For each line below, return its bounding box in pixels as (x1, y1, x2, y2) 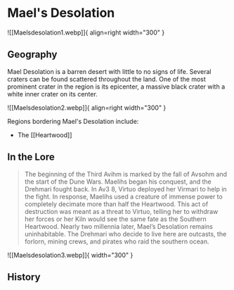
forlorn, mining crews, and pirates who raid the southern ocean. (24, 237, 209, 246)
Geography (7, 49, 58, 61)
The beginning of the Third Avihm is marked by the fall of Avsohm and (24, 170, 227, 178)
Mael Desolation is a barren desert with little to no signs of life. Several (7, 67, 212, 75)
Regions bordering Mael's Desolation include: (7, 117, 139, 125)
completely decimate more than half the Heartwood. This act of (24, 199, 209, 208)
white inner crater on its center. (7, 89, 98, 98)
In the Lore (7, 151, 55, 163)
